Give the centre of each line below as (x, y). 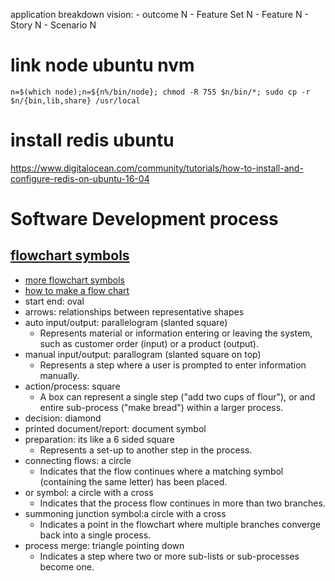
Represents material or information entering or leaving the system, (176, 333)
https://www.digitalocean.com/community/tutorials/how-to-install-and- (157, 168)
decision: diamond (63, 418)
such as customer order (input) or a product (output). (149, 343)
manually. (59, 375)
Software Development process (144, 219)
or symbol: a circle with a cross (89, 492)
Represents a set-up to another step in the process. (146, 450)
